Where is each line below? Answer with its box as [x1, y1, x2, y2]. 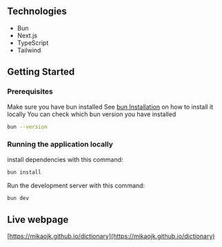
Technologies [7, 6, 68, 17]
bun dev [7, 194, 30, 201]
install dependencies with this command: [7, 155, 123, 163]
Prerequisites [7, 86, 53, 96]
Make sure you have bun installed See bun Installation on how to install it [7, 102, 214, 111]
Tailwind [17, 46, 41, 54]
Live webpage [7, 214, 69, 226]
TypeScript [17, 38, 49, 47]
